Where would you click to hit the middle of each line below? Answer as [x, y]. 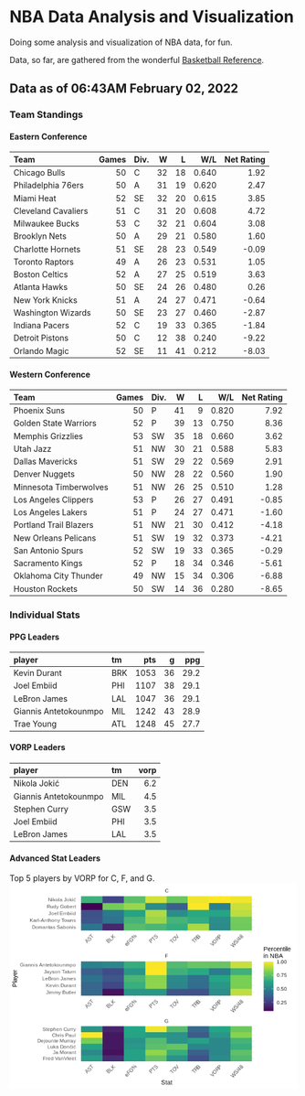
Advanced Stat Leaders [55, 858]
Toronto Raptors [44, 262]
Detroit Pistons [41, 338]
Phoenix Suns [39, 411]
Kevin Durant [37, 673]
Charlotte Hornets [47, 249]
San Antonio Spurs [48, 550]
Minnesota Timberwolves [61, 487]
